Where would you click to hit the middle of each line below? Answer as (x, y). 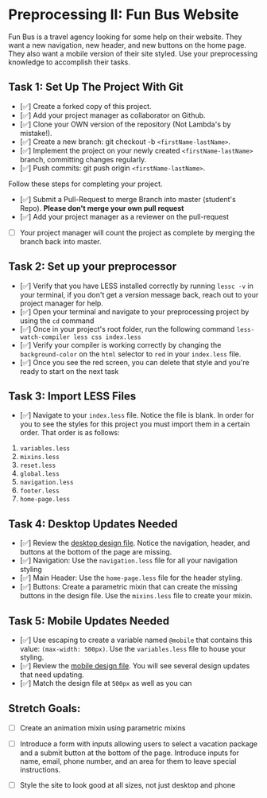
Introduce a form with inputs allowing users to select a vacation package (139, 744)
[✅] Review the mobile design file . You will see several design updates (135, 666)
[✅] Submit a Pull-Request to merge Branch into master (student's (128, 199)
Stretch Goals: (44, 708)
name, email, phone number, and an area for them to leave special (128, 761)
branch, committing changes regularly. (83, 159)
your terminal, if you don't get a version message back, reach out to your (139, 294)
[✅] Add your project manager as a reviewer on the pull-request (124, 216)
